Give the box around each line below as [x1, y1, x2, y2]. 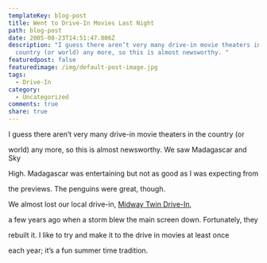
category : [8, 85, 41, 94]
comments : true [8, 100, 59, 108]
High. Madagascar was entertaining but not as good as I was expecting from [8, 168, 259, 178]
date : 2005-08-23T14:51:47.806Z [8, 33, 115, 42]
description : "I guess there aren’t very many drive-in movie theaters [8, 41, 250, 49]
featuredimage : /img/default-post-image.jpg [8, 64, 158, 72]
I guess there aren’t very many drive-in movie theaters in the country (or [8, 130, 245, 139]
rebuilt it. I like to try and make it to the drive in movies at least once [8, 230, 230, 239]
